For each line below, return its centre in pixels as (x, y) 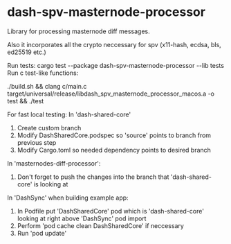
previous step (37, 142)
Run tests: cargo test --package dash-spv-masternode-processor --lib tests (116, 65)
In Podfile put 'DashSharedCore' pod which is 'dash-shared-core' (110, 211)
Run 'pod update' (42, 233)
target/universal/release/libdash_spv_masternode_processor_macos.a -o (111, 94)
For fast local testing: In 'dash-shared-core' (69, 114)
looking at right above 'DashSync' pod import (82, 218)
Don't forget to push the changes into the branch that (93, 177)
